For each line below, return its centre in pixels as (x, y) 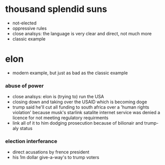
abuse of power (24, 86)
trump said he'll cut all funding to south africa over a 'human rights (81, 107)
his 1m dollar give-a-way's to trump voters (56, 158)
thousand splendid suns (56, 9)
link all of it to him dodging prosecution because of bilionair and (78, 123)
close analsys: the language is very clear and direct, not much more (82, 33)
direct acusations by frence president (51, 152)
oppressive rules (29, 28)
